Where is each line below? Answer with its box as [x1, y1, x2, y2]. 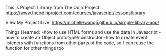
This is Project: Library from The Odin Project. [5, 5, 101, 10]
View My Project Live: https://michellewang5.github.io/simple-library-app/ [5, 20, 159, 25]
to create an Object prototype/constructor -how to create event [15, 35, 148, 40]
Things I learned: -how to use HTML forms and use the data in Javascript [5, 29, 158, 35]
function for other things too [5, 45, 64, 51]
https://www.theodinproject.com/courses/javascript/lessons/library [5, 10, 146, 16]
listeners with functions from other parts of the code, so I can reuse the [5, 40, 154, 46]
